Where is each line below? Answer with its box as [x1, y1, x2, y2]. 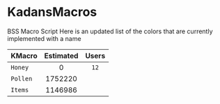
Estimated [44, 51, 79, 60]
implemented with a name [7, 34, 81, 42]
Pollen [10, 74, 33, 83]
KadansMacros [7, 4, 97, 20]
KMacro [10, 51, 38, 60]
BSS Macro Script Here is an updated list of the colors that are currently [7, 27, 214, 35]
